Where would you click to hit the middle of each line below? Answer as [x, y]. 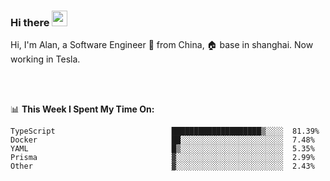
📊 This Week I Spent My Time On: [82, 109]
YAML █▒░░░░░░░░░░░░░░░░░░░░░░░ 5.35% [162, 149]
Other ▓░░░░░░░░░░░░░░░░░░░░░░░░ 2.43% [162, 166]
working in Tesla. [45, 59]
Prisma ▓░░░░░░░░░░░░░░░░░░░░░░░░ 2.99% [162, 158]
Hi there [30, 22]
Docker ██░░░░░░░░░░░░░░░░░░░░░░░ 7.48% [162, 140]
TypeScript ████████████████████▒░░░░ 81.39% [165, 131]
